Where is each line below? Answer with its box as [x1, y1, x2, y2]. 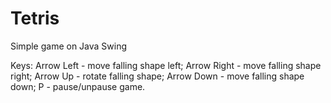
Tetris [10, 7, 60, 30]
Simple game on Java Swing [10, 40, 128, 52]
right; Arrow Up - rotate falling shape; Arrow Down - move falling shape [10, 70, 305, 82]
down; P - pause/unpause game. [10, 80, 146, 92]
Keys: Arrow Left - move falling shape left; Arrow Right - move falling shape [10, 59, 322, 71]
